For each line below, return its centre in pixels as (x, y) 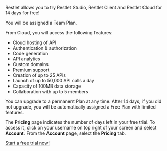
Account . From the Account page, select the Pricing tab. (66, 133)
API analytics (26, 59)
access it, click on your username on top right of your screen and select (81, 128)
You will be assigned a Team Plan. (41, 23)
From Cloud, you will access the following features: (59, 33)
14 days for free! (22, 13)
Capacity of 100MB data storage (47, 86)
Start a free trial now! (28, 143)
